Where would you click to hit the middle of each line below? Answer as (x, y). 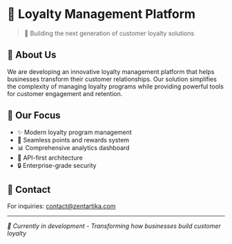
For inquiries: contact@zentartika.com (61, 206)
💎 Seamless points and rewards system (73, 140)
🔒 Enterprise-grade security (57, 165)
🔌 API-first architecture (50, 158)
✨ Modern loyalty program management (75, 132)
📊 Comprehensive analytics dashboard (73, 147)
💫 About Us (32, 55)
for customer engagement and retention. (65, 93)
